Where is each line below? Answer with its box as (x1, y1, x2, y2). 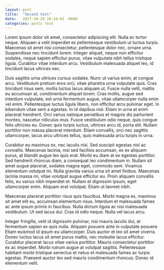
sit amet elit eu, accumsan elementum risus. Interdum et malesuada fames (5, 198, 155, 204)
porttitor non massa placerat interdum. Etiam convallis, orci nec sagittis (5, 127, 148, 133)
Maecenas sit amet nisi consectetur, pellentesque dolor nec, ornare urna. (5, 45, 153, 51)
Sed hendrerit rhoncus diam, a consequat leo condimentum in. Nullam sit (5, 158, 152, 163)
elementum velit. (5, 260, 39, 266)
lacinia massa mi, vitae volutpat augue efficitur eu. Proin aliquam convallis (5, 173, 154, 179)
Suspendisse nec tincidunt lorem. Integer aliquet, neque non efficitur (5, 50, 143, 56)
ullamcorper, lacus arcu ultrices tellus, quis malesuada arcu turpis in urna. (5, 133, 154, 138)
